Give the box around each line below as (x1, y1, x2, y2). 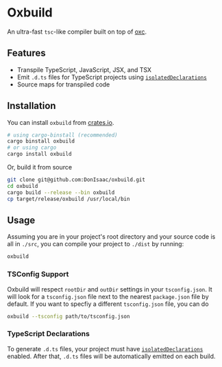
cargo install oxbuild (7, 151, 72, 158)
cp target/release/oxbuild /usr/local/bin (7, 196, 130, 202)
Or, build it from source (7, 163, 73, 171)
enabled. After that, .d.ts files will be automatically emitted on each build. (7, 352, 216, 360)
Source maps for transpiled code (16, 80, 110, 88)
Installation (7, 100, 56, 112)
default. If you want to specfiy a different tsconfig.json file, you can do (7, 300, 209, 308)
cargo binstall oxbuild (7, 138, 75, 145)
